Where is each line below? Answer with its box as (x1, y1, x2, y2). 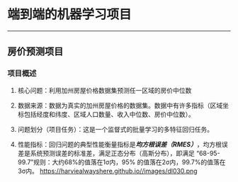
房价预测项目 (7, 45, 64, 57)
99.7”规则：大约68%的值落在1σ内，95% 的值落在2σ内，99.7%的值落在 (17, 157, 226, 166)
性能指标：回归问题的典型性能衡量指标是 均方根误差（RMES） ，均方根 (17, 140, 222, 149)
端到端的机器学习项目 (7, 6, 132, 23)
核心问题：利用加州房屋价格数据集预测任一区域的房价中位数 (17, 86, 192, 94)
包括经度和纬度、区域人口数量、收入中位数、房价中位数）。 (23, 110, 195, 118)
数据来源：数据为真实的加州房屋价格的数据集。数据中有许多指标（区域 (17, 101, 223, 110)
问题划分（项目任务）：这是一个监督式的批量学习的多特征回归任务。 (17, 125, 214, 133)
